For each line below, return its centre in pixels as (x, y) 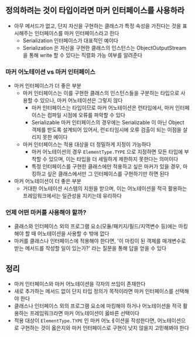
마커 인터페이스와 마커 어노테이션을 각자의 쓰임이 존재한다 (80, 284)
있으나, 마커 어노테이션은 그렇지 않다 (81, 100)
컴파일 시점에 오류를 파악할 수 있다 (86, 115)
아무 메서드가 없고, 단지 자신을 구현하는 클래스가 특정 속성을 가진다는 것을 (97, 26)
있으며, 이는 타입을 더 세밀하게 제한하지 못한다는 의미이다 (113, 159)
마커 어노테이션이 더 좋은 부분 (47, 181)
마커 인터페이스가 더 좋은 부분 (47, 86)
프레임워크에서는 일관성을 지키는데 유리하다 (72, 196)
